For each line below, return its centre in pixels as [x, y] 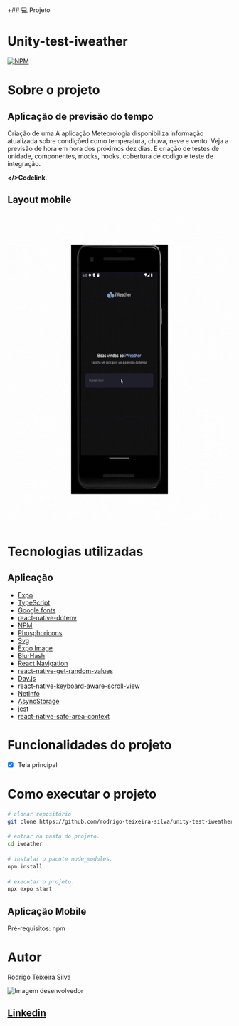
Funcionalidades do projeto [90, 745]
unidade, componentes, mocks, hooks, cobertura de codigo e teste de [111, 156]
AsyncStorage [38, 701]
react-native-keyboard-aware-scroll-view [79, 686]
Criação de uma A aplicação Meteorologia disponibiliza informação [106, 133]
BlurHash [31, 655]
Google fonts [37, 610]
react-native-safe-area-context [64, 716]
